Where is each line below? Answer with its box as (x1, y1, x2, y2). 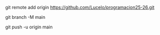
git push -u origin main (5, 24, 53, 30)
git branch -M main (5, 14, 46, 20)
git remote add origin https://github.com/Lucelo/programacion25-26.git (5, 5, 155, 10)
